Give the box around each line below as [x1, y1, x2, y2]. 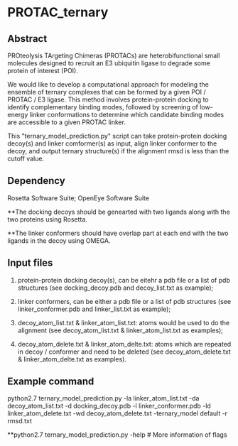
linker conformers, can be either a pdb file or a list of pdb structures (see [17, 297, 232, 305]
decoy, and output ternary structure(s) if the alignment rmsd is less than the [7, 147, 229, 155]
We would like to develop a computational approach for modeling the [7, 80, 210, 89]
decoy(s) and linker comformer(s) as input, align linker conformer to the [7, 139, 217, 148]
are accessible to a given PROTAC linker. [7, 118, 126, 126]
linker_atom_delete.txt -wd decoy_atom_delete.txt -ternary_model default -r [7, 409, 228, 418]
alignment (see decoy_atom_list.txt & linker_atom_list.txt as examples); [17, 326, 224, 334]
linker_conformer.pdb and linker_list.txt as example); [17, 305, 171, 313]
